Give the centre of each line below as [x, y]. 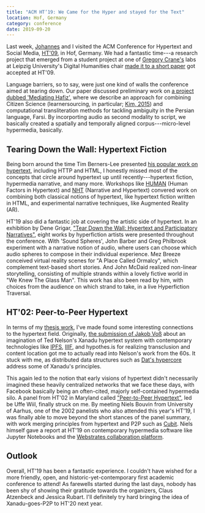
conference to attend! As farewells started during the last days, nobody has [102, 484]
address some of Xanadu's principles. [54, 366]
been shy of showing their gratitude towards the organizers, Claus [90, 490]
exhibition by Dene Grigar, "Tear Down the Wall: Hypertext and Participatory [102, 228]
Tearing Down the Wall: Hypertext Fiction [87, 149]
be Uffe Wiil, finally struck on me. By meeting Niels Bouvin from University [100, 404]
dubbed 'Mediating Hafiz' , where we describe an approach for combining [99, 97]
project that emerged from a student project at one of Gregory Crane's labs [101, 59]
